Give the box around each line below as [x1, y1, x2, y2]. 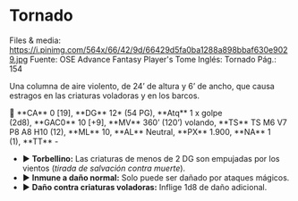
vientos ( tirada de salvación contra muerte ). [21, 163, 186, 173]
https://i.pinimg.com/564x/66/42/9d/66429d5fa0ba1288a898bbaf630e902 [9, 44, 288, 54]
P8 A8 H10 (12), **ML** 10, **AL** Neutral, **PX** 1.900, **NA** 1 [9, 126, 271, 137]
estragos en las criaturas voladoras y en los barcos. [9, 90, 200, 101]
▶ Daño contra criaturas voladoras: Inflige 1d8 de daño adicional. [21, 181, 268, 192]
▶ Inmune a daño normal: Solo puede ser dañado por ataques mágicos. [21, 172, 290, 183]
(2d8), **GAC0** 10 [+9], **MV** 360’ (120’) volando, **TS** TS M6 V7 [9, 117, 288, 128]
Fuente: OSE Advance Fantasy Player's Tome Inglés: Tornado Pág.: [30, 54, 277, 64]
